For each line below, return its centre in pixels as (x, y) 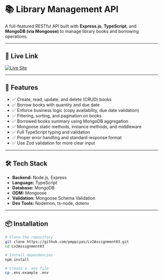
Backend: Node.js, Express (39, 178)
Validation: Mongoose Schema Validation (54, 198)
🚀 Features (22, 88)
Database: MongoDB (33, 188)
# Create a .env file (27, 268)
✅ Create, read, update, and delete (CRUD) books (62, 99)
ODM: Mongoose (29, 193)
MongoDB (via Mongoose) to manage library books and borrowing (72, 31)
